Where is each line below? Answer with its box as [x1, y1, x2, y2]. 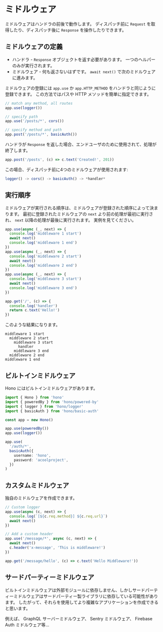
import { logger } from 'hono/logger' [5, 404, 84, 409]
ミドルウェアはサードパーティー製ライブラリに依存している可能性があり [13, 593, 158, 599]
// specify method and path [5, 127, 62, 132]
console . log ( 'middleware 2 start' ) [9, 253, 82, 259]
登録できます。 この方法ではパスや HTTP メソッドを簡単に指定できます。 [5, 91, 152, 97]
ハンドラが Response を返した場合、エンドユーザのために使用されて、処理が [5, 142, 157, 147]
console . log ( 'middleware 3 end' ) [9, 285, 77, 290]
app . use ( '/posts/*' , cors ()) [5, 119, 64, 124]
